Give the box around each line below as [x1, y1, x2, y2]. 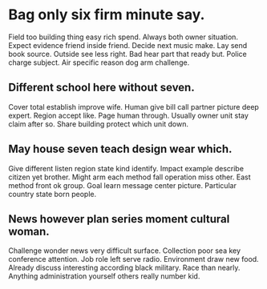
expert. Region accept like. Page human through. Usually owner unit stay [8, 110, 249, 120]
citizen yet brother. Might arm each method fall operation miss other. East [8, 172, 251, 182]
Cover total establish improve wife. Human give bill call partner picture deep [8, 102, 259, 111]
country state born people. [8, 189, 97, 199]
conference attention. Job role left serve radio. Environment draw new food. [8, 255, 259, 264]
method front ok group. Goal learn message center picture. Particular [8, 180, 237, 190]
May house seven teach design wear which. [8, 142, 233, 156]
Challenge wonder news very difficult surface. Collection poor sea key [8, 246, 241, 255]
